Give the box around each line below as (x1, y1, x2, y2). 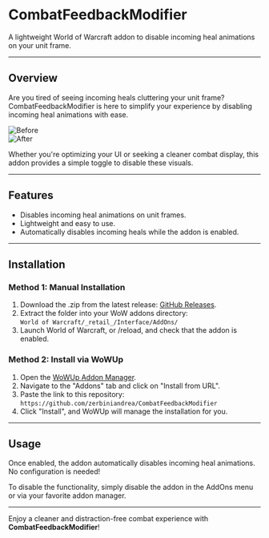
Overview (8, 71, 58, 85)
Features (8, 188, 54, 202)
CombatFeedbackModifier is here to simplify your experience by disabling (8, 101, 252, 111)
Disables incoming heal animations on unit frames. (19, 210, 187, 220)
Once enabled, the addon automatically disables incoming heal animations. (8, 459, 255, 468)
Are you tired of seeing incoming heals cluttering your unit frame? (8, 92, 226, 102)
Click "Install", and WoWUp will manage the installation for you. (19, 407, 228, 416)
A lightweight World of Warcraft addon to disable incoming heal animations (8, 32, 255, 42)
